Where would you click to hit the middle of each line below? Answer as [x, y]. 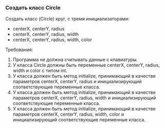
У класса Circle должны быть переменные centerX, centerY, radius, [86, 65]
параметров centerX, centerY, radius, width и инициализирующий [84, 98]
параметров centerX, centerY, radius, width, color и [68, 114]
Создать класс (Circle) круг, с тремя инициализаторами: [67, 19]
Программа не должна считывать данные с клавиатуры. [75, 60]
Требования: [19, 50]
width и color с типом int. [40, 70]
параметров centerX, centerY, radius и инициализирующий [77, 82]
